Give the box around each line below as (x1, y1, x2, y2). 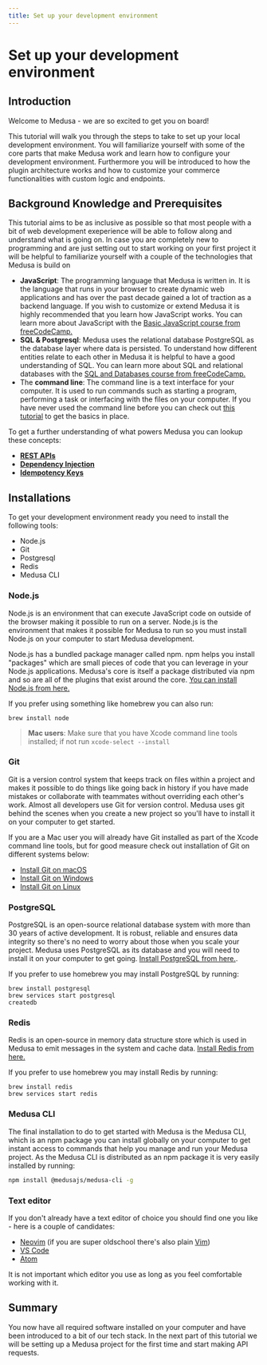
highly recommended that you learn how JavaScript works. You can (19, 310, 243, 319)
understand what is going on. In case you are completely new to (8, 235, 219, 244)
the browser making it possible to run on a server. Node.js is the (8, 616, 218, 627)
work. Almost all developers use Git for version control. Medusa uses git (8, 800, 245, 809)
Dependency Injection (19, 460, 95, 469)
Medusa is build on (8, 260, 71, 270)
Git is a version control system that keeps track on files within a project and (8, 774, 255, 784)
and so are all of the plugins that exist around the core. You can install (8, 675, 238, 684)
